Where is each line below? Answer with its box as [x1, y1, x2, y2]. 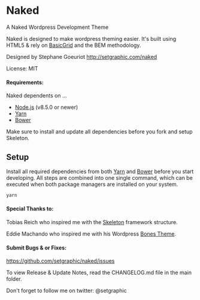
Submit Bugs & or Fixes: [6, 244, 67, 251]
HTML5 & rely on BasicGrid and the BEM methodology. [6, 41, 141, 49]
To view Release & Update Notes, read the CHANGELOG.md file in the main [6, 269, 192, 277]
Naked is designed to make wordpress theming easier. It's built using [6, 35, 177, 42]
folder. [6, 275, 22, 283]
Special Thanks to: [6, 205, 54, 212]
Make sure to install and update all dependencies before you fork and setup [6, 128, 193, 135]
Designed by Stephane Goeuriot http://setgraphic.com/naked [6, 53, 157, 60]
